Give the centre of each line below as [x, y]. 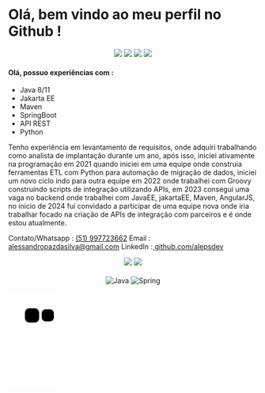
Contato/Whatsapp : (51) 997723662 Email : [79, 238]
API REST [35, 123]
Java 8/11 [35, 90]
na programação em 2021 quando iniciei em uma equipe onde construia [125, 164]
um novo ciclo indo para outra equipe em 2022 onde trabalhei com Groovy [130, 181]
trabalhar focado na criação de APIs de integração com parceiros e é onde [130, 214]
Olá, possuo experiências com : [61, 72]
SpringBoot [38, 115]
